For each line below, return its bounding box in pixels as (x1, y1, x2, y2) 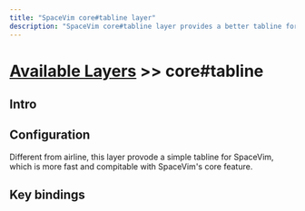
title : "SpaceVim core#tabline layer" (9, 13, 156, 23)
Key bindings (9, 187, 86, 203)
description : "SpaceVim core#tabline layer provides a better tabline (9, 22, 282, 31)
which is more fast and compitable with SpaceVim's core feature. (9, 160, 253, 172)
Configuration (9, 128, 91, 143)
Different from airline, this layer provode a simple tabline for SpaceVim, (9, 151, 274, 162)
